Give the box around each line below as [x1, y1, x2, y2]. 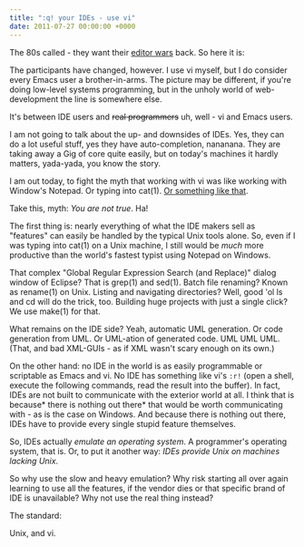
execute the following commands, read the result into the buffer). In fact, [9, 380, 281, 390]
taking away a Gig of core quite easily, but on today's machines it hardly [9, 147, 279, 159]
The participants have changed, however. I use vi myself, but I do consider [9, 65, 288, 76]
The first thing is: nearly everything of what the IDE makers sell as [9, 220, 256, 231]
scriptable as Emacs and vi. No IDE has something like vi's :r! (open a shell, [9, 370, 295, 380]
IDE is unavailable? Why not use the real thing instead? [9, 492, 214, 503]
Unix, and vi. [9, 527, 56, 538]
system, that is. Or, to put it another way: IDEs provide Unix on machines [9, 445, 280, 456]
